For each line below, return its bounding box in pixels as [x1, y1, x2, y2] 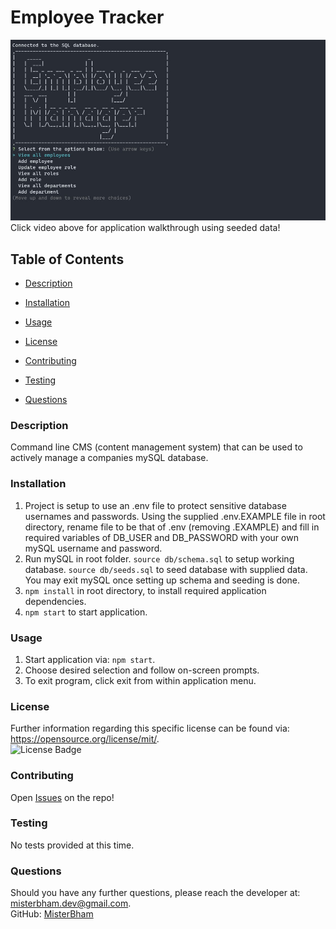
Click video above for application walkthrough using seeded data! [10, 222, 281, 234]
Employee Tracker [10, 6, 165, 29]
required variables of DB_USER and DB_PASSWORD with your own [24, 531, 299, 543]
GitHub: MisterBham [10, 908, 94, 920]
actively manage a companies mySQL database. [10, 452, 209, 464]
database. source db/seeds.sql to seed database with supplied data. [24, 563, 308, 575]
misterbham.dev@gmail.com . [10, 897, 132, 910]
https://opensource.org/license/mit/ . [10, 733, 160, 745]
